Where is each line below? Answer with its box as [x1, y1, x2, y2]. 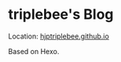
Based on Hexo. [8, 46, 60, 56]
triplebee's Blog [8, 5, 114, 24]
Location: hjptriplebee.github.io [8, 31, 110, 41]
